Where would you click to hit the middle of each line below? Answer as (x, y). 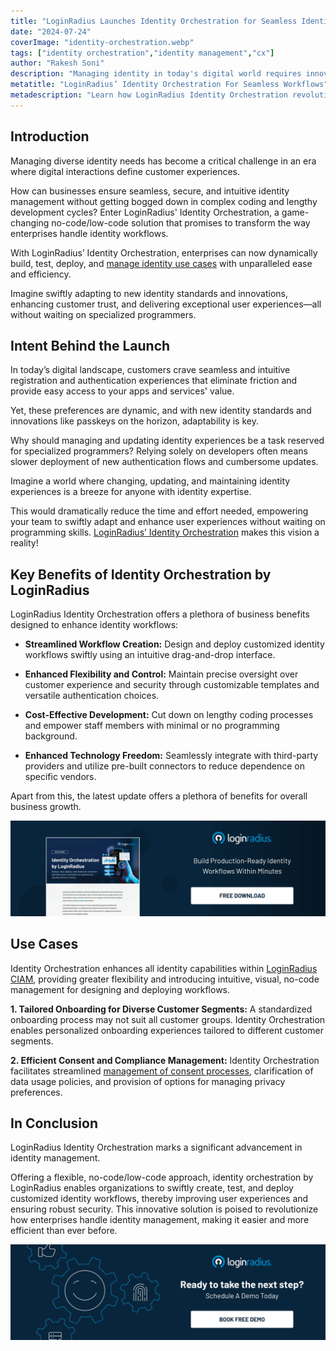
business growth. (46, 807)
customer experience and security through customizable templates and (172, 685)
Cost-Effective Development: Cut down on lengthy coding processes (169, 715)
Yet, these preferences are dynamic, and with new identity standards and (161, 411)
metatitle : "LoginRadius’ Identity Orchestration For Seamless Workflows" (169, 85)
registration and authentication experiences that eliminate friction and (154, 381)
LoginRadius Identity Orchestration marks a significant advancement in (156, 1147)
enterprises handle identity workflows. (89, 233)
